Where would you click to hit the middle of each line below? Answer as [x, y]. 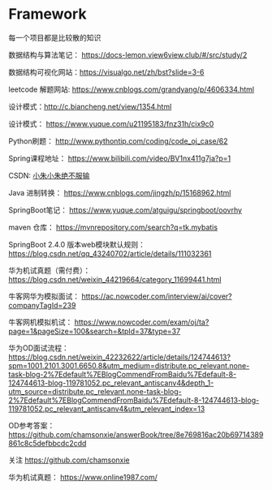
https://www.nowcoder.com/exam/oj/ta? [142, 322]
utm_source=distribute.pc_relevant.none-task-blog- [95, 391]
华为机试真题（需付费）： [50, 270]
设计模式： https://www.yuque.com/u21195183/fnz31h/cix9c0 [111, 123]
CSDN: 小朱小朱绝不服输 [49, 175]
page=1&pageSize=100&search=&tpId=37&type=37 [95, 331]
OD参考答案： [32, 425]
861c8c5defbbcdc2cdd [47, 443]
